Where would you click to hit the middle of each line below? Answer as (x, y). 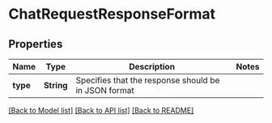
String (55, 85)
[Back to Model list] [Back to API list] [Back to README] (101, 110)
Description (152, 67)
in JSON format (105, 90)
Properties (36, 44)
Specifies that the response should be (148, 80)
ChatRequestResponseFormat (112, 14)
